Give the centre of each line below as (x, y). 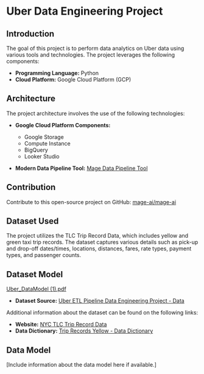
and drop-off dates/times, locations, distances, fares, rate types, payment (99, 249)
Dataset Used (33, 221)
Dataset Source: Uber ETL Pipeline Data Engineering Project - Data (100, 301)
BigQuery (36, 150)
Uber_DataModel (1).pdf (37, 289)
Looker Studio (42, 156)
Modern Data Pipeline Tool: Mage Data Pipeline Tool (81, 168)
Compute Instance (47, 143)
